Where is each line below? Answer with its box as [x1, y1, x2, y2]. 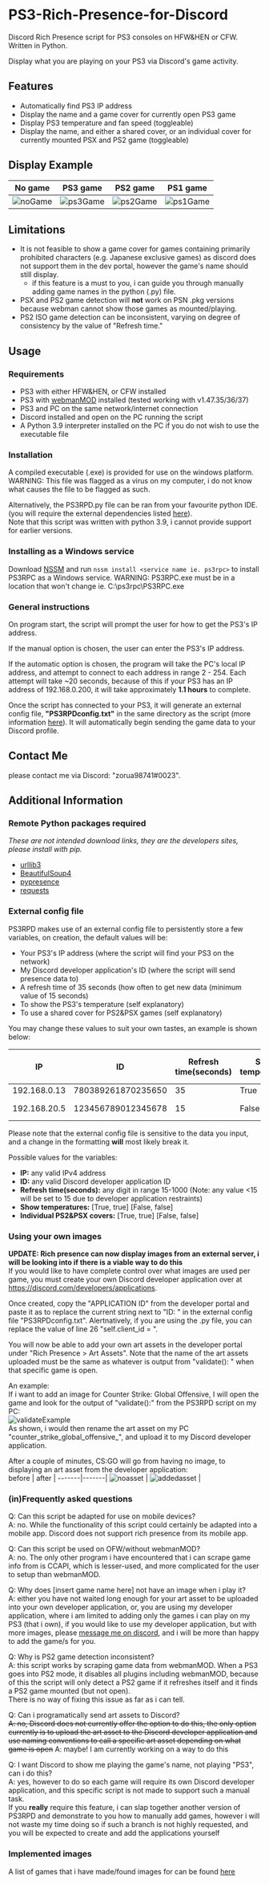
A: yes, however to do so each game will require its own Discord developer [8, 1777, 255, 1787]
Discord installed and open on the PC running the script [19, 412, 203, 422]
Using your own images [8, 1230, 102, 1242]
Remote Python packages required [8, 818, 147, 829]
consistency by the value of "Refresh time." [19, 321, 163, 331]
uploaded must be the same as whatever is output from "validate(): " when [8, 1357, 255, 1367]
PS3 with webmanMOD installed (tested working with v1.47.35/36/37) [19, 395, 250, 405]
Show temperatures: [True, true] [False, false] [19, 1202, 174, 1212]
